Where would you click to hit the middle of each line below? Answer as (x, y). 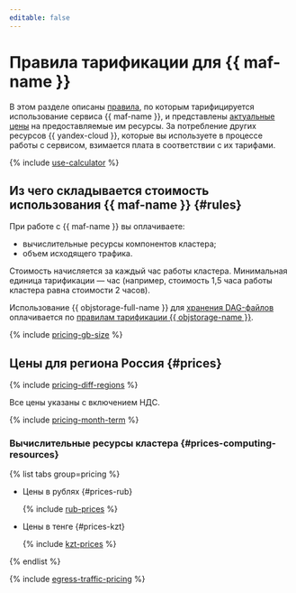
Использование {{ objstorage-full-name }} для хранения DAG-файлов (142, 308)
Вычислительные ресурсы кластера (94, 443)
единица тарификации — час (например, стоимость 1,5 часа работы (141, 281)
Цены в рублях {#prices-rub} (77, 492)
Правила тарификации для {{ (125, 62)
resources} (34, 455)
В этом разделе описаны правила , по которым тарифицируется (132, 107)
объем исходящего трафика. (77, 254)
